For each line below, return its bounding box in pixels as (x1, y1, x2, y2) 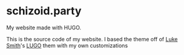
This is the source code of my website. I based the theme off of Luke (6, 35, 178, 42)
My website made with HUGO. (6, 24, 82, 31)
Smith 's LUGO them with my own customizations (6, 42, 128, 49)
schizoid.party (6, 4, 82, 18)
